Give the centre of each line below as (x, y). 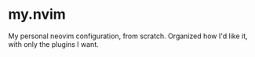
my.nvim (37, 14)
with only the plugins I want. (54, 44)
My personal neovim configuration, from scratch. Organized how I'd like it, (128, 36)
